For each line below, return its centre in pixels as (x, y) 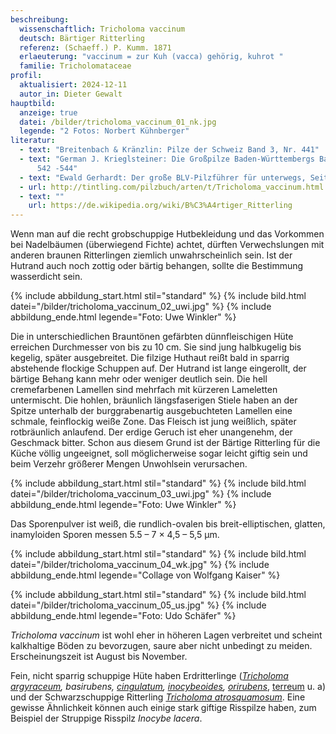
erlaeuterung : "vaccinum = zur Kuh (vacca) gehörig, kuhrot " (151, 57)
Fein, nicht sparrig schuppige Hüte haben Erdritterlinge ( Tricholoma (149, 676)
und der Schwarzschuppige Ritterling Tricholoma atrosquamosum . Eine (158, 697)
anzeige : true (48, 112)
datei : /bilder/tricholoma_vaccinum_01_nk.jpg (118, 122)
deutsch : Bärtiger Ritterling (82, 38)
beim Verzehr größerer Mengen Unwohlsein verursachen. (129, 464)
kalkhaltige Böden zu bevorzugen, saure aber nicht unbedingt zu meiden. (161, 646)
